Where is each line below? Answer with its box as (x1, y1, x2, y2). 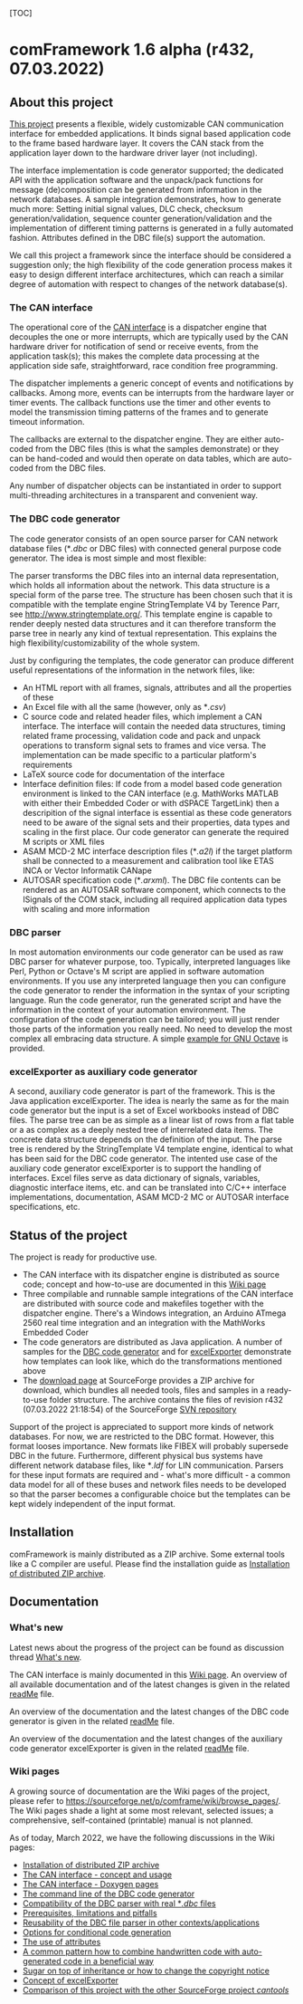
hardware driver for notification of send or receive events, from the (9, 341, 260, 352)
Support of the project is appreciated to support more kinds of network (9, 1422, 274, 1432)
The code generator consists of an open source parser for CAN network (9, 533, 279, 544)
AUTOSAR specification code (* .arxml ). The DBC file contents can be (22, 874, 282, 886)
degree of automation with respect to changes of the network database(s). (9, 279, 288, 289)
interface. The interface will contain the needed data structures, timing (22, 720, 287, 732)
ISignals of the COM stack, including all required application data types (22, 894, 288, 905)
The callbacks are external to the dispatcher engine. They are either (9, 434, 262, 445)
